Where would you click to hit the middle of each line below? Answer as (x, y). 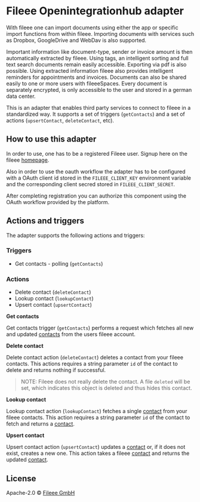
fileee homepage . (28, 160)
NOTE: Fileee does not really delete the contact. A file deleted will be (105, 382)
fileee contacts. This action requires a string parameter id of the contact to (98, 418)
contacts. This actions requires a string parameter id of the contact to (92, 364)
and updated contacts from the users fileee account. (71, 334)
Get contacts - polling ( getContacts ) (59, 263)
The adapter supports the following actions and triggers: (76, 235)
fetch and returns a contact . (40, 424)
